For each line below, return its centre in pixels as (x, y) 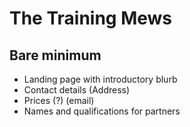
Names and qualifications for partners (102, 111)
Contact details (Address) (77, 90)
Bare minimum (55, 55)
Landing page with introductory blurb (100, 79)
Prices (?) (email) (59, 100)
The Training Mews (91, 18)
